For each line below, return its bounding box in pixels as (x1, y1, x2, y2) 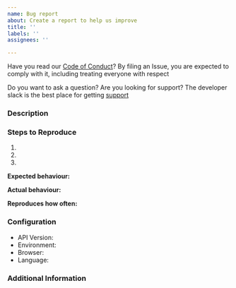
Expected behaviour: (7, 172, 71, 181)
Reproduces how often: (7, 199, 78, 208)
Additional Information (7, 273, 87, 283)
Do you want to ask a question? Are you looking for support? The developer (7, 83, 228, 92)
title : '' (7, 23, 37, 30)
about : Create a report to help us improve (7, 17, 138, 24)
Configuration (7, 217, 57, 227)
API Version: (17, 233, 54, 241)
